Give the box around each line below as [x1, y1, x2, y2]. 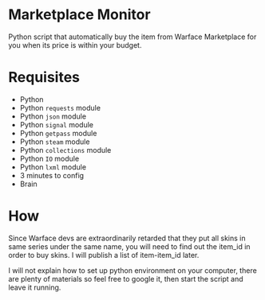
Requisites [8, 68, 81, 87]
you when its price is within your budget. [8, 40, 142, 49]
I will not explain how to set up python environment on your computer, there [8, 265, 257, 275]
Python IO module [19, 154, 80, 163]
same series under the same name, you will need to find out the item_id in [8, 241, 251, 251]
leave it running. [8, 282, 61, 292]
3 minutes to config [19, 170, 85, 180]
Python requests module [19, 103, 101, 112]
